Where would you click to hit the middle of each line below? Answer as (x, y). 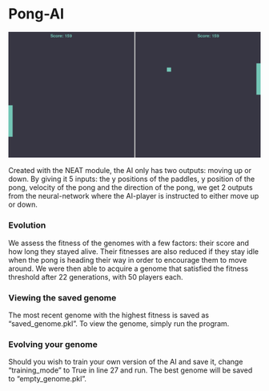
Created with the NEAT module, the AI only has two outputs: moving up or (130, 171)
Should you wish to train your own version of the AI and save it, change (126, 362)
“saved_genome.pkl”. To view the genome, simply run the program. (119, 324)
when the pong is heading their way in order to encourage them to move (128, 260)
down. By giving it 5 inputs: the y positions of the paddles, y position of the (132, 179)
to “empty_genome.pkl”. (47, 379)
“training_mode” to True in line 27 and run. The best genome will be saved (130, 370)
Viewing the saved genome (62, 297)
